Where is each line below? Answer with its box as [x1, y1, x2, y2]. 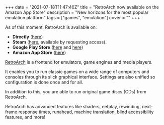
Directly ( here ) [12, 34, 43, 40]
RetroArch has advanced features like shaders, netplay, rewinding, [5, 104, 141, 109]
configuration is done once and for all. [5, 79, 83, 85]
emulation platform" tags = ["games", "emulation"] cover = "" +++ [5, 15, 141, 20]
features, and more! [5, 114, 46, 120]
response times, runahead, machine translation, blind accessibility [18, 109, 154, 115]
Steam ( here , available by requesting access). [12, 39, 107, 45]
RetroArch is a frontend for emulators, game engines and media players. [5, 59, 153, 65]
